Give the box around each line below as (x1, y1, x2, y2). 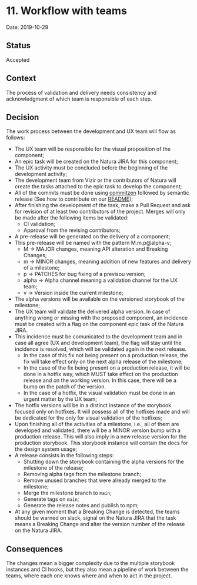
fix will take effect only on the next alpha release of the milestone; (23, 358, 183, 365)
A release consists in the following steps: (14, 452, 114, 459)
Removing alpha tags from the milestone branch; (23, 471, 142, 478)
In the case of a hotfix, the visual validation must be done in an (23, 390, 175, 397)
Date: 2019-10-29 (6, 24, 49, 31)
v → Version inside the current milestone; (23, 290, 123, 297)
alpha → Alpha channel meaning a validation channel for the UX (23, 277, 178, 284)
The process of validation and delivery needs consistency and (6, 89, 157, 96)
